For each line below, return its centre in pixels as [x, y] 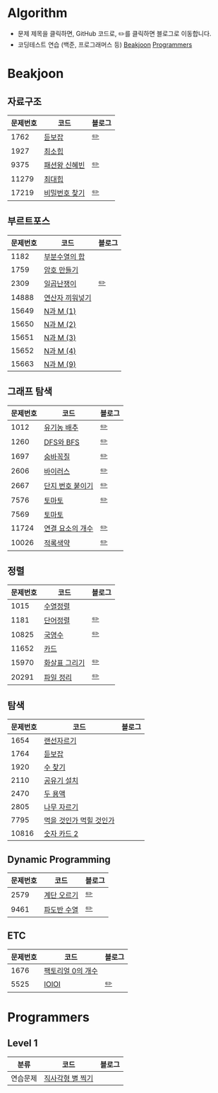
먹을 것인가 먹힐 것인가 [79, 820]
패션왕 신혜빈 [64, 166]
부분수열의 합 [64, 256]
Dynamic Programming [59, 859]
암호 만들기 [61, 270]
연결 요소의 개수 [68, 529]
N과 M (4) [60, 350]
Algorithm [37, 13]
